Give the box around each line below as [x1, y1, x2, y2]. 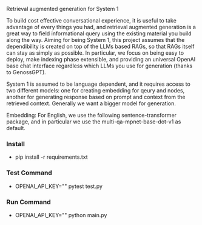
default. [6, 125, 26, 131]
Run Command [6, 198, 51, 206]
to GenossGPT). [6, 69, 47, 75]
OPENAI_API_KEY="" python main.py [15, 211, 107, 218]
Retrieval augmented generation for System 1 [6, 5, 119, 12]
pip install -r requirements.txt [15, 153, 88, 161]
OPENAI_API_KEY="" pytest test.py [15, 182, 103, 190]
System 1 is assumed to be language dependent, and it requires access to [6, 80, 191, 88]
